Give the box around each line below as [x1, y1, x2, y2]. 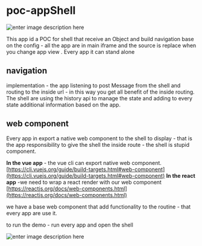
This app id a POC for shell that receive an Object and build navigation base [6, 35, 194, 42]
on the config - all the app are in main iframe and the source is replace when [6, 42, 197, 49]
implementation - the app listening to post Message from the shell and [6, 82, 181, 89]
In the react [166, 172, 196, 179]
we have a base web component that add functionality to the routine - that [6, 203, 191, 210]
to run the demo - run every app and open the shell [6, 221, 134, 228]
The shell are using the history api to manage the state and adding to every [6, 94, 193, 102]
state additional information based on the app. [6, 101, 121, 108]
